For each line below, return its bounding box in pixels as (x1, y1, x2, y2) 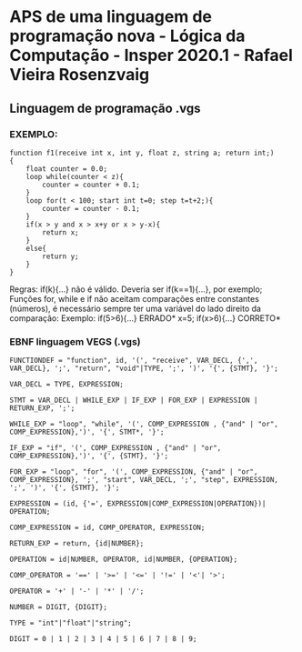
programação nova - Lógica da (9, 25, 246, 46)
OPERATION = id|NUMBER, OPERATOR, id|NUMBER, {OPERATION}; (9, 555, 238, 565)
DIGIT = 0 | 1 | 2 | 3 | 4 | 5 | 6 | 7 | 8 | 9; (9, 635, 197, 644)
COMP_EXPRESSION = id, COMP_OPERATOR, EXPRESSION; (9, 523, 206, 533)
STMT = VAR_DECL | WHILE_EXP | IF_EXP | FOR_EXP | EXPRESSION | (9, 396, 258, 406)
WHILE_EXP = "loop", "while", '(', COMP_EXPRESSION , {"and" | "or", (9, 420, 279, 429)
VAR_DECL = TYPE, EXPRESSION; (9, 380, 125, 389)
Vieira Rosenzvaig (9, 65, 150, 85)
